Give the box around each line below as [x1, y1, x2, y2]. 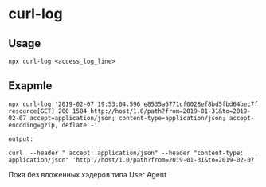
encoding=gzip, [8, 121, 59, 129]
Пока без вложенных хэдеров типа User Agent [8, 169, 167, 179]
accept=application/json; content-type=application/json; [29, 114, 226, 122]
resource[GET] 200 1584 [8, 107, 88, 115]
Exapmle [8, 79, 53, 92]
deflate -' [61, 121, 98, 129]
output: [8, 134, 34, 143]
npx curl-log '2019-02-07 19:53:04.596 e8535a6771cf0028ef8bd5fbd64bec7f [8, 100, 259, 108]
